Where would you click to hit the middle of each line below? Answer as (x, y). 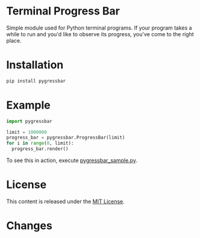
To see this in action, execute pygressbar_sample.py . (72, 160)
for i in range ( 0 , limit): (40, 143)
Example (28, 105)
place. (14, 40)
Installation (35, 65)
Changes (29, 226)
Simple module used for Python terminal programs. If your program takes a (99, 28)
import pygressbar (29, 121)
